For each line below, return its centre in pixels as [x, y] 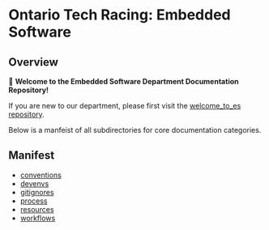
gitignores [37, 192]
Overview [34, 62]
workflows [38, 218]
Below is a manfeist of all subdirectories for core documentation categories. [135, 130]
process [34, 201]
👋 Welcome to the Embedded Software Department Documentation [124, 81]
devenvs [34, 183]
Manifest [32, 155]
